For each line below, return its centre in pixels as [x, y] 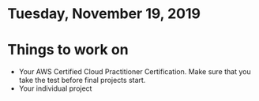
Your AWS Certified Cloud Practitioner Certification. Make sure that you [135, 72]
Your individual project [55, 88]
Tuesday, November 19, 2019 [104, 14]
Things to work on [68, 50]
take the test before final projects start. [82, 80]
